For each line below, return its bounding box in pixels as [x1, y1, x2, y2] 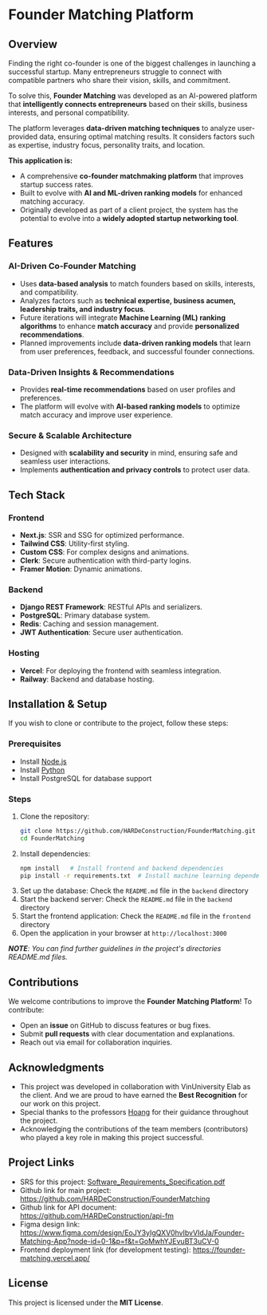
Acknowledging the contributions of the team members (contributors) [19, 1124, 249, 1134]
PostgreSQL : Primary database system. [19, 610, 151, 620]
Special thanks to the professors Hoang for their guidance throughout [19, 1108, 249, 1117]
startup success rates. [19, 180, 94, 189]
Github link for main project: [19, 1185, 112, 1195]
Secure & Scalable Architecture [8, 429, 132, 440]
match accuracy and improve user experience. [19, 409, 173, 420]
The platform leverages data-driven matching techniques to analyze [8, 124, 237, 132]
